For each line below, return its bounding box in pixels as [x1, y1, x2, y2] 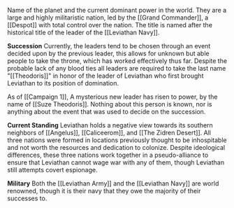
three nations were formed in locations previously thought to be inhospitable [7, 136, 227, 144]
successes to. [7, 194, 47, 202]
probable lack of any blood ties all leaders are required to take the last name [7, 64, 226, 72]
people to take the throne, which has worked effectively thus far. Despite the [7, 57, 228, 65]
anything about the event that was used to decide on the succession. [7, 108, 206, 116]
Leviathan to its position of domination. [7, 79, 119, 87]
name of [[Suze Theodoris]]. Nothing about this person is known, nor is [7, 100, 212, 108]
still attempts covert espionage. [7, 166, 98, 174]
